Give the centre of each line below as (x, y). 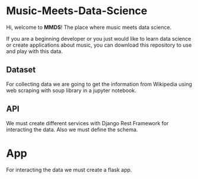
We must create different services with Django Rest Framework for (87, 123)
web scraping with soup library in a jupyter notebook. (71, 90)
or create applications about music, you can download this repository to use (99, 45)
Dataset (21, 70)
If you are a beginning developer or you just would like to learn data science (99, 38)
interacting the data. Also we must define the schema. (72, 129)
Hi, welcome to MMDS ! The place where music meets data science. (89, 27)
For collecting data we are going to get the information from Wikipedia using (99, 84)
